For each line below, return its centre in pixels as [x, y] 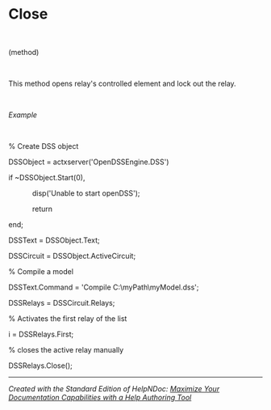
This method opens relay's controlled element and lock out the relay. [122, 83]
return [42, 209]
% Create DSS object [44, 146]
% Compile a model [41, 271]
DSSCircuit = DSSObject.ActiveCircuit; [72, 256]
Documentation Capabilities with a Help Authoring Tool [100, 397]
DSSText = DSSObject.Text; [54, 240]
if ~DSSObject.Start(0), [47, 177]
